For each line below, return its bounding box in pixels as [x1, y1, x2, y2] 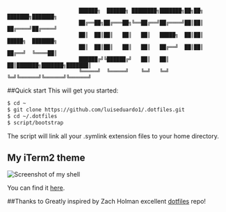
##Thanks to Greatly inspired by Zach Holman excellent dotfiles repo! [7, 197, 207, 206]
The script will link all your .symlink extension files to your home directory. [7, 131, 219, 140]
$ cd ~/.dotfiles [7, 113, 58, 120]
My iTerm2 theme [7, 152, 86, 163]
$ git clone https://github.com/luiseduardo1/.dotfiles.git [7, 106, 186, 113]
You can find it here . [7, 184, 65, 192]
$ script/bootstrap [7, 119, 64, 126]
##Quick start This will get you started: [7, 86, 119, 95]
